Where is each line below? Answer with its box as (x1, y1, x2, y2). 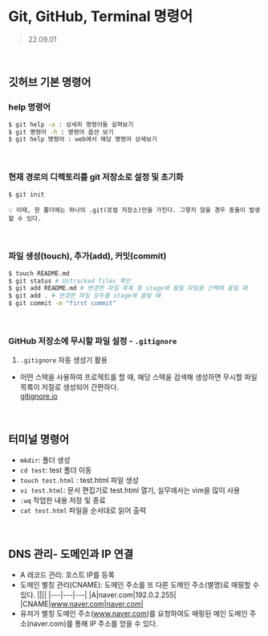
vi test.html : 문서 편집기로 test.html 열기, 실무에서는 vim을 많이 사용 (19, 485, 241, 495)
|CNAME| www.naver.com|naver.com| (19, 599, 144, 609)
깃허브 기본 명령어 (8, 76, 91, 89)
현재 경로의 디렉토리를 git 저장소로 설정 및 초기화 (8, 171, 184, 183)
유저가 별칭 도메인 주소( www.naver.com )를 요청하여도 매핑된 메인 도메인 (19, 609, 248, 618)
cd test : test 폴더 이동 (19, 465, 92, 475)
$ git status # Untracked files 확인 (8, 277, 131, 285)
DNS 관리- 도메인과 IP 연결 (8, 547, 134, 560)
